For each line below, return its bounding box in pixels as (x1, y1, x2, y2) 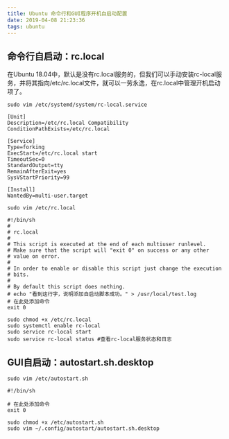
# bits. (7, 271, 30, 278)
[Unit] (7, 114, 26, 121)
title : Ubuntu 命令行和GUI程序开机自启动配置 (7, 10, 128, 17)
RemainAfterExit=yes (7, 168, 67, 175)
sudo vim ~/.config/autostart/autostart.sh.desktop (7, 425, 160, 432)
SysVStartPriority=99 (7, 174, 70, 181)
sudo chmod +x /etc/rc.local (7, 316, 92, 323)
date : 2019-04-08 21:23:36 (7, 17, 85, 24)
